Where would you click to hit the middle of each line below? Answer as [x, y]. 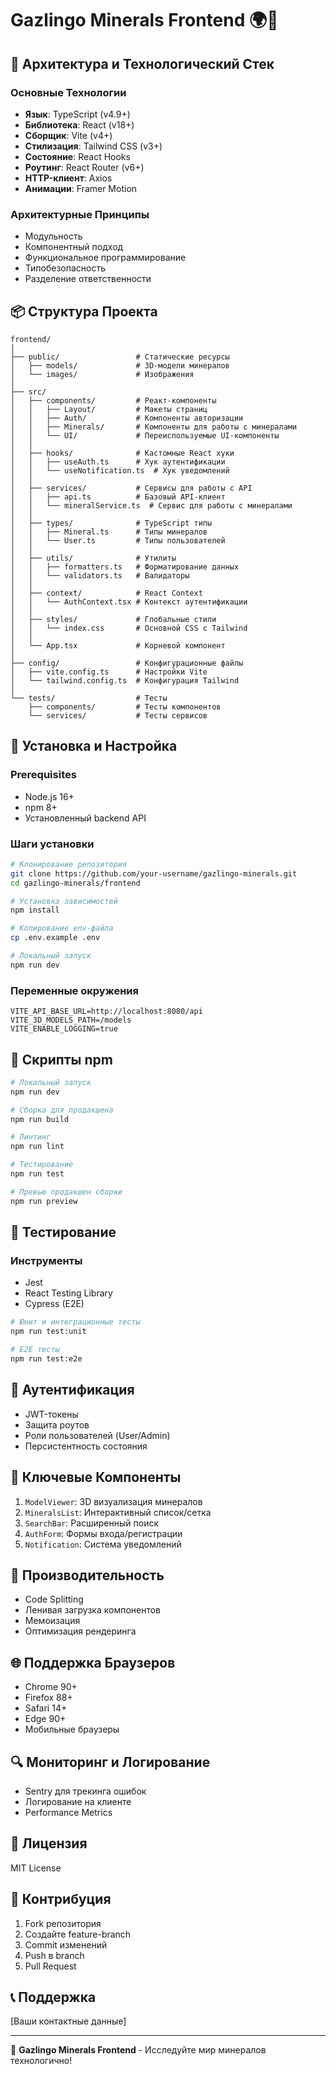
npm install [35, 910]
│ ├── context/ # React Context [106, 593]
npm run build [40, 1119]
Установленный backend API [85, 818]
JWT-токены [51, 1414]
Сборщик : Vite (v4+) [68, 135]
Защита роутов [57, 1424]
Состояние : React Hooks [77, 156]
